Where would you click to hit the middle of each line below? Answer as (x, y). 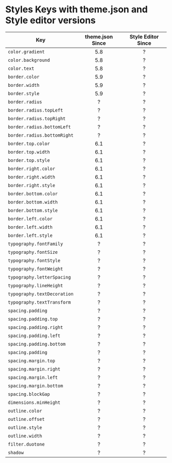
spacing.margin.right (34, 369)
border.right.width (31, 177)
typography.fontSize (33, 252)
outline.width (25, 436)
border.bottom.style (33, 210)
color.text (21, 68)
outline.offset (26, 419)
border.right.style (31, 185)
